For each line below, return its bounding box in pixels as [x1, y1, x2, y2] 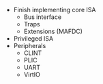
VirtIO [23, 70, 41, 79]
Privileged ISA [13, 35, 54, 43]
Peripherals [13, 42, 46, 49]
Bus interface [23, 13, 62, 21]
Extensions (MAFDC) [23, 27, 83, 35]
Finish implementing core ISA [13, 6, 96, 14]
